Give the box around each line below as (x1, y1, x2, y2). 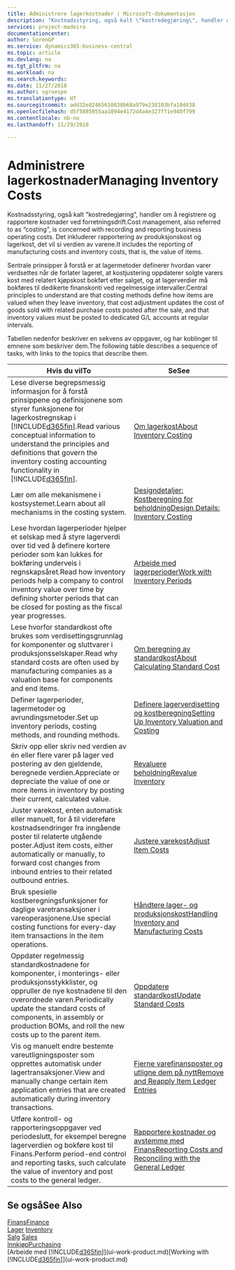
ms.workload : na (7, 69, 55, 76)
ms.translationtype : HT (7, 95, 77, 102)
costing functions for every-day (10, 922, 117, 932)
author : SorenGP (7, 36, 55, 43)
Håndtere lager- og (134, 900, 198, 910)
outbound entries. (10, 876, 69, 886)
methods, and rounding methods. (10, 730, 120, 740)
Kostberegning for (134, 494, 194, 504)
